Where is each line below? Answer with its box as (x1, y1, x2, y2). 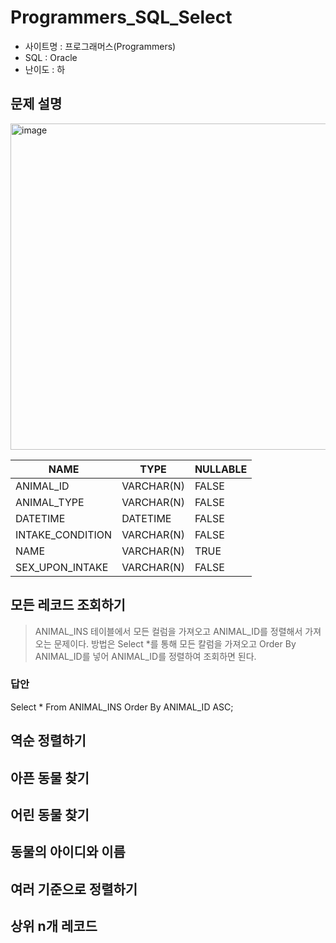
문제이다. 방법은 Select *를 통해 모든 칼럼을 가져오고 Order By (53, 637, 297, 650)
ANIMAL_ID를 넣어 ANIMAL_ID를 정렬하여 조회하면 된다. (34, 650, 257, 662)
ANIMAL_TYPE (15, 495, 85, 509)
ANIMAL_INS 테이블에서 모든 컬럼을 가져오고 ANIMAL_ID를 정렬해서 (34, 625, 303, 637)
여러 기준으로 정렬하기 (10, 881, 138, 898)
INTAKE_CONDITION (15, 527, 113, 541)
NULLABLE (194, 462, 248, 476)
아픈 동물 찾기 (10, 769, 90, 786)
